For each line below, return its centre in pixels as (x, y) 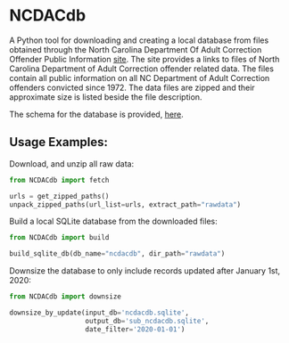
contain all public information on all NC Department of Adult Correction (140, 78)
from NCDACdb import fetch (59, 180)
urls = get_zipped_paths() (59, 196)
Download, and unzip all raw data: (72, 163)
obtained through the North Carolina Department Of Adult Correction (136, 49)
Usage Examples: (59, 142)
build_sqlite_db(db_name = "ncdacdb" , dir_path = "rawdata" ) (117, 254)
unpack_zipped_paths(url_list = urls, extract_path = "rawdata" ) (125, 204)
